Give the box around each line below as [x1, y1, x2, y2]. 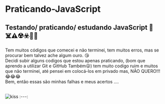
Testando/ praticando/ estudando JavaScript [5, 23, 148, 32]
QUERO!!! [141, 68, 161, 74]
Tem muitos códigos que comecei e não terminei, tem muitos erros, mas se [5, 47, 159, 53]
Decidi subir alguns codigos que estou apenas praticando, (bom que [5, 58, 146, 63]
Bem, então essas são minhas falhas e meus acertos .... [5, 79, 119, 85]
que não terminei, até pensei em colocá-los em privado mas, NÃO [5, 68, 140, 74]
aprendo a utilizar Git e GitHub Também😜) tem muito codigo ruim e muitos [5, 63, 158, 69]
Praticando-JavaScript [5, 3, 101, 15]
